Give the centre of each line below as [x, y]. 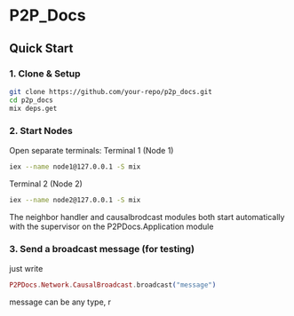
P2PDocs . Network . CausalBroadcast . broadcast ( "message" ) [113, 285]
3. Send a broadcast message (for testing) [102, 249]
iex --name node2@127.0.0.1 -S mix [75, 200]
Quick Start [41, 48]
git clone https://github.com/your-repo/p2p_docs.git [111, 91]
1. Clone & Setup [45, 74]
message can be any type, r [60, 302]
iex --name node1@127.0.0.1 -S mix [75, 166]
